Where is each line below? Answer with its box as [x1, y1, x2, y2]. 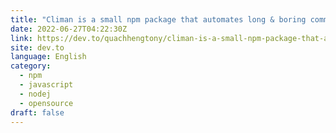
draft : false [10, 107, 65, 118]
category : [10, 61, 52, 71]
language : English [10, 52, 87, 62]
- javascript [19, 80, 74, 90]
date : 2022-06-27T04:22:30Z [10, 24, 128, 34]
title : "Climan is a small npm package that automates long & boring [10, 14, 307, 25]
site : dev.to [10, 42, 65, 53]
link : [10, 33, 33, 43]
